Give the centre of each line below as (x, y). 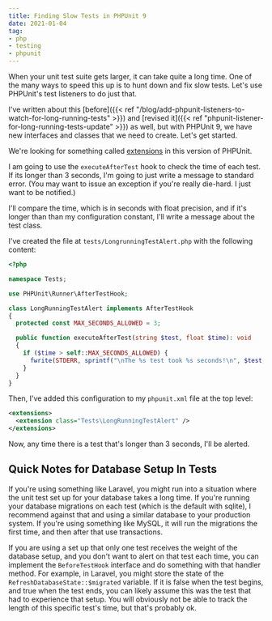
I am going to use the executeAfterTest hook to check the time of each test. (135, 166)
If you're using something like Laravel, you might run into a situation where (133, 489)
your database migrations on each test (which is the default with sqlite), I (130, 506)
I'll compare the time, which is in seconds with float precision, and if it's (127, 208)
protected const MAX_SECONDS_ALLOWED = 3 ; (88, 323)
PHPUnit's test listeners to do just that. (73, 94)
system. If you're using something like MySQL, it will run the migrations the (133, 523)
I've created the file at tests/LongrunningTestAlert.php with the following (131, 241)
